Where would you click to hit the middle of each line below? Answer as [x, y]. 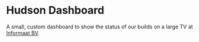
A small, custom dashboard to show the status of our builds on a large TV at [99, 27]
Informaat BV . [23, 33]
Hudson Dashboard [55, 10]
